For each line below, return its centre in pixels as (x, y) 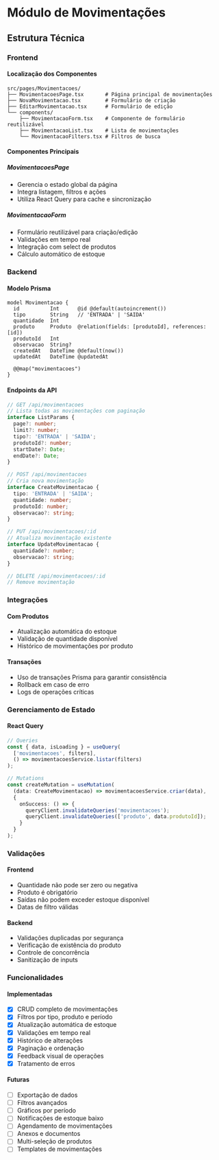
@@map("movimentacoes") (47, 369)
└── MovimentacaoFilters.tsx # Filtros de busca (90, 136)
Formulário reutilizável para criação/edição (77, 232)
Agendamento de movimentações (65, 1126)
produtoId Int (36, 339)
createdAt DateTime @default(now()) (69, 351)
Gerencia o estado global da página (67, 185)
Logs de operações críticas (55, 692)
